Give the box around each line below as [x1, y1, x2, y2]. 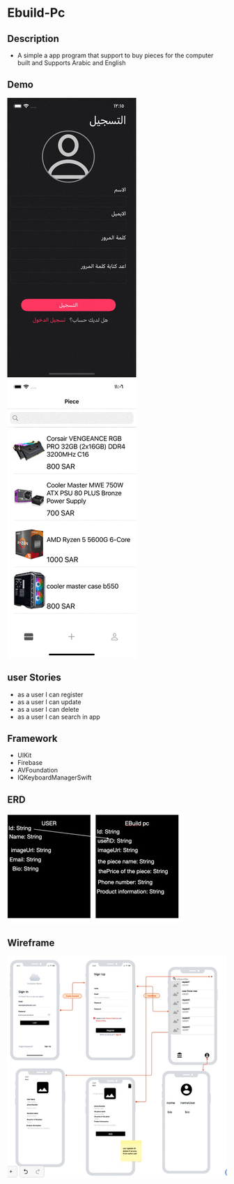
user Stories [7, 672, 61, 684]
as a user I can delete [17, 705, 79, 713]
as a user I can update [17, 697, 81, 706]
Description [7, 33, 59, 45]
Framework [7, 733, 58, 745]
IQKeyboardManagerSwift [17, 773, 92, 782]
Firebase [17, 759, 43, 767]
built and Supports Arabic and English [17, 59, 126, 67]
